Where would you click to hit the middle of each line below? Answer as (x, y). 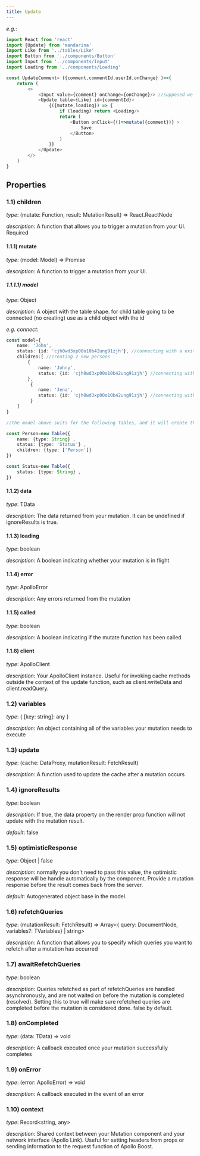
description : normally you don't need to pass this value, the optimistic (92, 872)
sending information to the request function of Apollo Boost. (80, 1146)
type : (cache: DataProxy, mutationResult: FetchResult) (72, 763)
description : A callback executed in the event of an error (75, 1094)
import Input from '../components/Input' (58, 62)
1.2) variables (26, 704)
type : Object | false (30, 860)
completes (19, 1054)
